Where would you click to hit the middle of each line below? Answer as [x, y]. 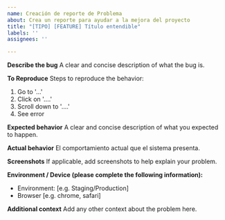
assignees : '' [28, 39]
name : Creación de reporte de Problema [65, 13]
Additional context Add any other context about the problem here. [102, 209]
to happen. [22, 135]
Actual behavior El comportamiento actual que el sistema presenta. [104, 148]
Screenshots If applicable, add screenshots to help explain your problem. [112, 162]
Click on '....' [35, 99]
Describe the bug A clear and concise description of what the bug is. [106, 65]
